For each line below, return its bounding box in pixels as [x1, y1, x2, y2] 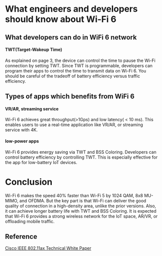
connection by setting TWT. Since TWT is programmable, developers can [5, 62, 153, 69]
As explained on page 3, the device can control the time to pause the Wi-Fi [5, 57, 156, 63]
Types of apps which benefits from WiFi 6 [5, 92, 135, 101]
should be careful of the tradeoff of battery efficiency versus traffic [5, 73, 141, 79]
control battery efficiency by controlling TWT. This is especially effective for [5, 154, 158, 160]
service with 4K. [5, 127, 38, 133]
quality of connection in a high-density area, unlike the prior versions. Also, [5, 203, 156, 209]
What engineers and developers [5, 3, 138, 15]
